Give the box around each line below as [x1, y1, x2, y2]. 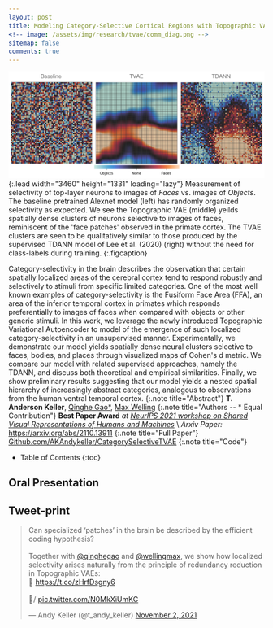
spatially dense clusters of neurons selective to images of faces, [8, 213, 224, 223]
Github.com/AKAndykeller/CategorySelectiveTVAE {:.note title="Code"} [8, 436, 248, 447]
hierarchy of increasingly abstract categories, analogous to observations [8, 385, 252, 395]
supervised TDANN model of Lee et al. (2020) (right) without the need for [8, 239, 254, 249]
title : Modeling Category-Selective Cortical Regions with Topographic [8, 21, 256, 30]
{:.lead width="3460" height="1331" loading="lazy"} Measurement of [8, 179, 241, 189]
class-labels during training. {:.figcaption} [8, 248, 148, 258]
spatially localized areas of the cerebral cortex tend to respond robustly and [8, 273, 262, 282]
